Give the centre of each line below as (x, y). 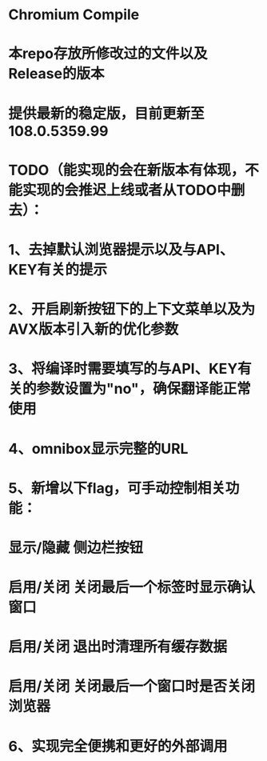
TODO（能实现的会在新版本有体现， (127, 170)
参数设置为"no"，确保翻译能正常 (143, 389)
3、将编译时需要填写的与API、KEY (123, 369)
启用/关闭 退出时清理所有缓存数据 (118, 647)
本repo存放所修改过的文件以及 (108, 54)
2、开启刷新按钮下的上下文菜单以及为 (132, 309)
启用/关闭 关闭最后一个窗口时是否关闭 (132, 687)
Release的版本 (56, 74)
